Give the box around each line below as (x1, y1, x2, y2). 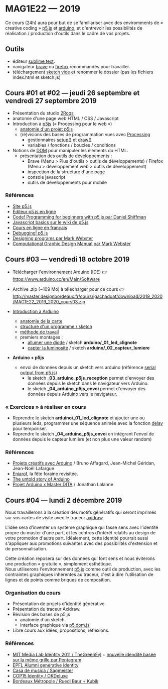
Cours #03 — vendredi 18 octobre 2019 (5, 255, 130, 264)
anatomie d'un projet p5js (20, 126, 73, 132)
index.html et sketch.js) (12, 74, 61, 80)
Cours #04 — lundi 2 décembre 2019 (5, 496, 122, 505)
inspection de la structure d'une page (27, 169, 105, 175)
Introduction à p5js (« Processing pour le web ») (12, 121, 112, 127)
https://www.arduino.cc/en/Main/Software (12, 276, 100, 282)
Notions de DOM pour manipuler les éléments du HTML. (12, 147, 129, 153)
